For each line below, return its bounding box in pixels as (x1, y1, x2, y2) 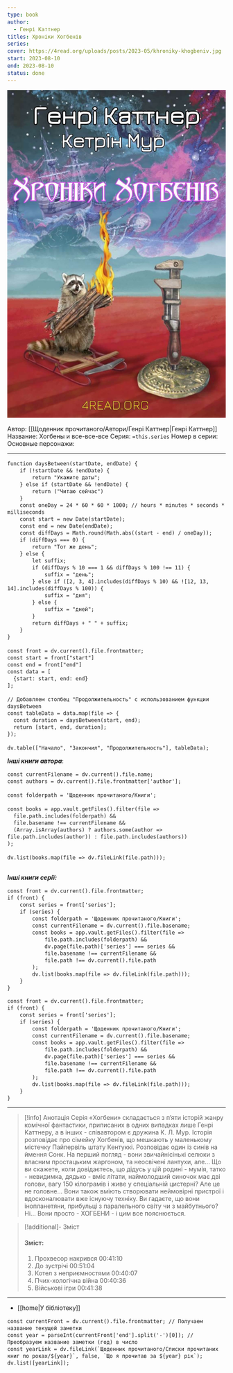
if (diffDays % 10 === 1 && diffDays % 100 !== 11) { (32, 564, 191, 571)
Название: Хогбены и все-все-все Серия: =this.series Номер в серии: (7, 432, 218, 440)
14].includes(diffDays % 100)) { (7, 585, 104, 592)
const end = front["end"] (7, 662, 82, 668)
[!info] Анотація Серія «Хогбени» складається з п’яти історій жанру (24, 1114, 224, 1122)
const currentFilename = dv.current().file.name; (7, 771, 154, 778)
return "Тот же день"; (32, 544, 98, 551)
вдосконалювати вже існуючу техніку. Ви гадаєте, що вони (24, 1195, 200, 1203)
